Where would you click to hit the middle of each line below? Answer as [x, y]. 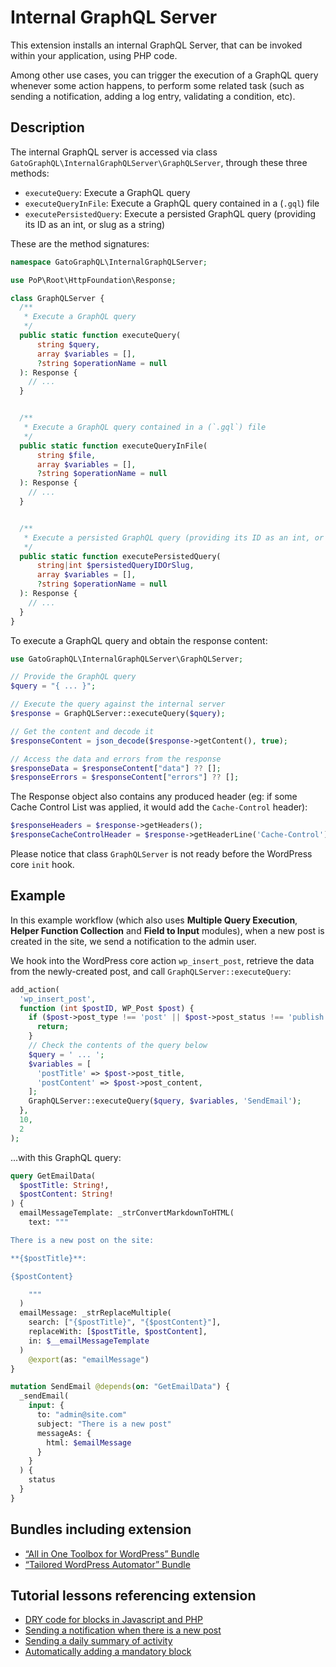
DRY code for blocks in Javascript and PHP [113, 1620]
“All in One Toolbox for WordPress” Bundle [112, 1553]
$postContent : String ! [66, 1194]
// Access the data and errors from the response [116, 759]
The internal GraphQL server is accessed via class [114, 152]
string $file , [66, 455]
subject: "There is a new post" [104, 1424]
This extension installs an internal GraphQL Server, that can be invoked [156, 45]
